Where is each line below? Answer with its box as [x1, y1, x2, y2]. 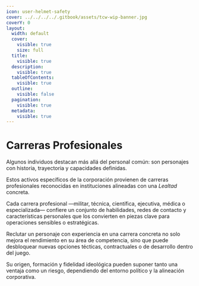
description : [11, 63, 44, 70]
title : [11, 53, 28, 59]
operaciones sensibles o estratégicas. [6, 219, 99, 226]
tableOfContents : [11, 75, 55, 81]
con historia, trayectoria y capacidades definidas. [6, 165, 127, 172]
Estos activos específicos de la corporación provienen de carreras [6, 176, 169, 184]
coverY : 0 [6, 20, 31, 25]
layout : [6, 25, 26, 31]
